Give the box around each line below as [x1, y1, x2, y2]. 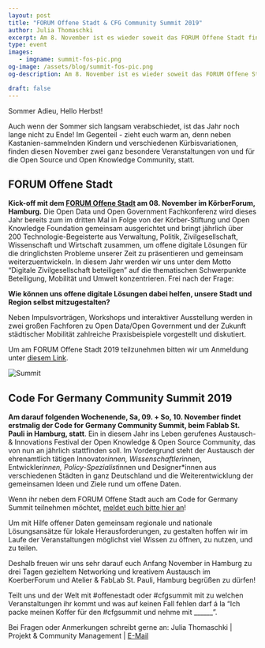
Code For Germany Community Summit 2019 [8, 391, 233, 404]
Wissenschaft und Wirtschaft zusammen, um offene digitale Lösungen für [8, 240, 248, 250]
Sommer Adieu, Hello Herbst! [8, 106, 103, 115]
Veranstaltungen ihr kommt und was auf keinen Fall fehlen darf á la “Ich [8, 599, 241, 609]
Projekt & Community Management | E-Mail [8, 631, 149, 641]
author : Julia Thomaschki [8, 26, 93, 34]
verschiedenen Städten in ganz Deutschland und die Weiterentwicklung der [8, 471, 254, 481]
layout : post [8, 11, 51, 20]
